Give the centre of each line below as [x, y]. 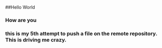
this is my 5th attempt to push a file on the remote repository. [81, 33]
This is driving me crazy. [36, 39]
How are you [21, 20]
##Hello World [20, 7]
